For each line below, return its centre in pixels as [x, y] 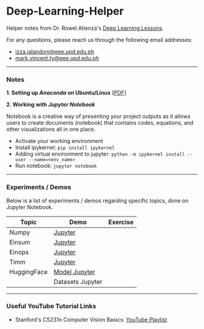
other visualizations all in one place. [51, 130]
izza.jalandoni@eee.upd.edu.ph [55, 51]
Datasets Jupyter [78, 282]
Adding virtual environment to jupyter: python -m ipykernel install [100, 154]
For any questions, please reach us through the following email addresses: [99, 40]
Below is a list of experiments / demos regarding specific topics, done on [97, 200]
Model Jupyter [74, 272]
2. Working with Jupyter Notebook [51, 105]
